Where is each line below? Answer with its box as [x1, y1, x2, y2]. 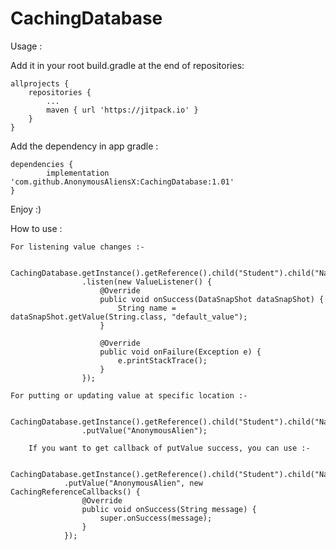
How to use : [10, 222, 63, 234]
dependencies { [10, 159, 74, 169]
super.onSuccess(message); [99, 513, 213, 523]
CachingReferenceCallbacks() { [10, 487, 141, 497]
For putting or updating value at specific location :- [10, 390, 248, 401]
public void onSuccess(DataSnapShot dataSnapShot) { [99, 294, 325, 304]
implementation [46, 168, 110, 178]
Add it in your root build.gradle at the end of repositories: [10, 59, 245, 71]
